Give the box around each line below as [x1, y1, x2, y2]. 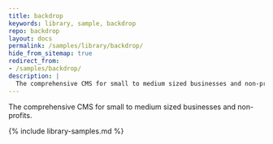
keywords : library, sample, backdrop [8, 19, 136, 28]
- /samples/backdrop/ [8, 65, 82, 73]
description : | [8, 72, 60, 80]
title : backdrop [8, 11, 63, 20]
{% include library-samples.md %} [8, 126, 124, 136]
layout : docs [8, 34, 53, 43]
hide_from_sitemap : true [8, 49, 93, 57]
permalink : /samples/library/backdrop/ [8, 42, 144, 50]
